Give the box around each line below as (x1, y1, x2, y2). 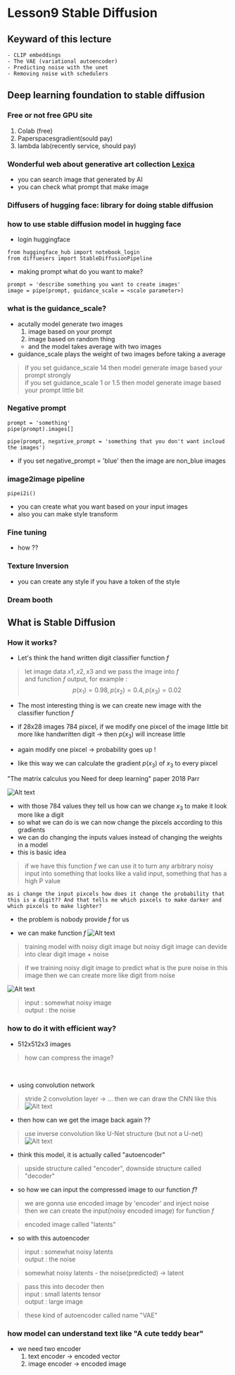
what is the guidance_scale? (7, 303, 107, 313)
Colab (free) (17, 126, 53, 135)
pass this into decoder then (24, 1282, 104, 1290)
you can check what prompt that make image (17, 182, 149, 191)
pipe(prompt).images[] (7, 425, 74, 432)
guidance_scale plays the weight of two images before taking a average (17, 349, 227, 358)
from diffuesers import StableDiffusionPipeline (7, 255, 153, 262)
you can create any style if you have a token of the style (17, 577, 181, 586)
